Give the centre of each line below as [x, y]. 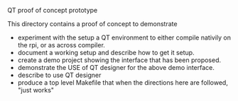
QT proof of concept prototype [53, 10]
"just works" [36, 90]
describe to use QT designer [59, 75]
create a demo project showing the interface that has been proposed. [119, 60]
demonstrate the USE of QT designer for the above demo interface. [116, 67]
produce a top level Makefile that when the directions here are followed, [123, 83]
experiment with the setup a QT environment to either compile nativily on [124, 37]
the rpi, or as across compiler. [61, 45]
